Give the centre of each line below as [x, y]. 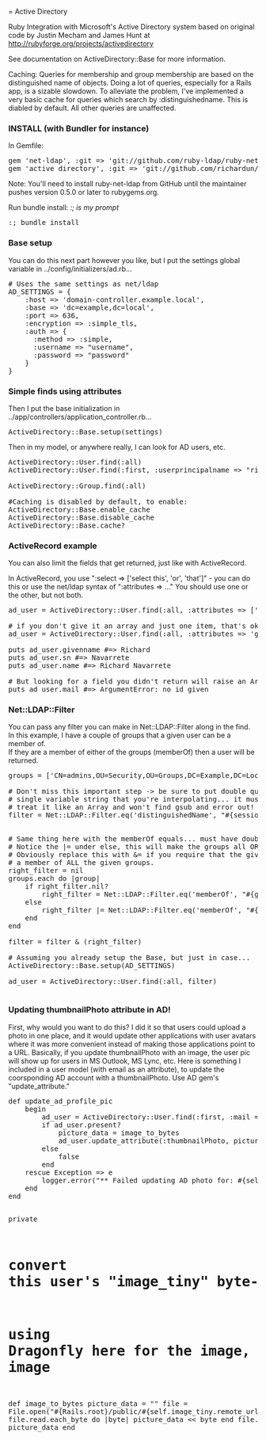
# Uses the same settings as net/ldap [84, 284]
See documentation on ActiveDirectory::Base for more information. [117, 59]
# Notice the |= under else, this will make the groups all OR [133, 847]
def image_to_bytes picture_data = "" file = [98, 1404]
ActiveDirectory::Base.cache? [67, 525]
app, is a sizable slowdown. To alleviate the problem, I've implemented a [126, 91]
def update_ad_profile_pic [61, 1101]
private [23, 1219]
